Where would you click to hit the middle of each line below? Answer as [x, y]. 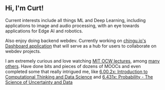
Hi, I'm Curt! [25, 8]
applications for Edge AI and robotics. [44, 31]
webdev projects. [23, 51]
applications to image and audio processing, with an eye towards [72, 25]
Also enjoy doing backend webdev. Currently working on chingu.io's [76, 40]
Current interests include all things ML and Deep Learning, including [75, 20]
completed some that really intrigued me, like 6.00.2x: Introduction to [76, 71]
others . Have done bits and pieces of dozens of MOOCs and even [73, 66]
